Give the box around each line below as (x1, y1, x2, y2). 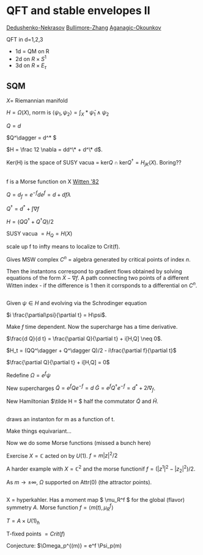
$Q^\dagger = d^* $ (6, 134, 57, 141)
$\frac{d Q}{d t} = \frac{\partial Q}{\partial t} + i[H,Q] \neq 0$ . (6, 335, 163, 342)
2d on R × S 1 (15, 54, 47, 62)
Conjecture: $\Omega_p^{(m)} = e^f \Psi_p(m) (6, 542, 122, 549)
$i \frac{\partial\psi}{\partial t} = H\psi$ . (6, 311, 107, 318)
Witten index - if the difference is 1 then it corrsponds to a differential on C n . (6, 281, 197, 289)
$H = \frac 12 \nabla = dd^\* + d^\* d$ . (6, 146, 103, 153)
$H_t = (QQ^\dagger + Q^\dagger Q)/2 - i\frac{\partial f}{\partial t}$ (6, 347, 177, 355)
